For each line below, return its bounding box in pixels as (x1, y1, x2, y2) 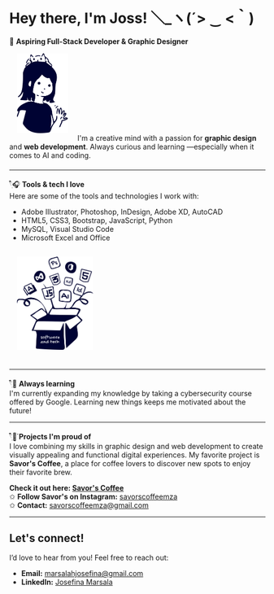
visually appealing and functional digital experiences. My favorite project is (9, 450, 260, 460)
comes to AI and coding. (9, 151, 92, 160)
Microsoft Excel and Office (20, 233, 111, 242)
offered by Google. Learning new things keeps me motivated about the (9, 397, 246, 407)
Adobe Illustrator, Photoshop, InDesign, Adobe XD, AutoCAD (20, 207, 223, 217)
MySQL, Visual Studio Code (20, 225, 115, 234)
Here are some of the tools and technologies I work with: (9, 191, 199, 201)
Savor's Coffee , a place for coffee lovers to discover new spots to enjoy (9, 458, 251, 468)
